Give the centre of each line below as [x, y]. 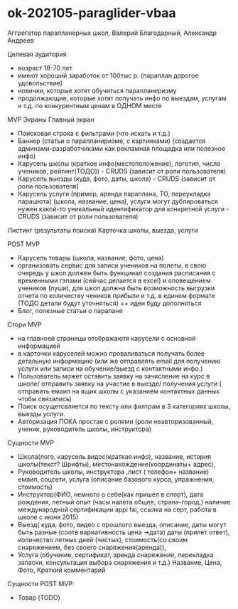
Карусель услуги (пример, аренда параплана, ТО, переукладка [114, 194]
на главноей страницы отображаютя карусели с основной [107, 338]
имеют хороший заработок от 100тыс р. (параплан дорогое [108, 75]
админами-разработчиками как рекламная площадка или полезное [121, 148]
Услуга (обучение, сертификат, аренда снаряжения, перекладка [116, 555]
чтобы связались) [45, 398]
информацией [39, 346]
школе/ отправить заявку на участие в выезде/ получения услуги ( [120, 383]
